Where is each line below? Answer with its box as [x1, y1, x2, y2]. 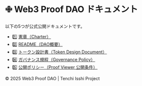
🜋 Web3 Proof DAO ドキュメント [5, 4, 139, 15]
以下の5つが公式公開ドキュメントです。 [5, 23, 85, 29]
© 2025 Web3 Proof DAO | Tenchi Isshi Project [5, 75, 100, 81]
